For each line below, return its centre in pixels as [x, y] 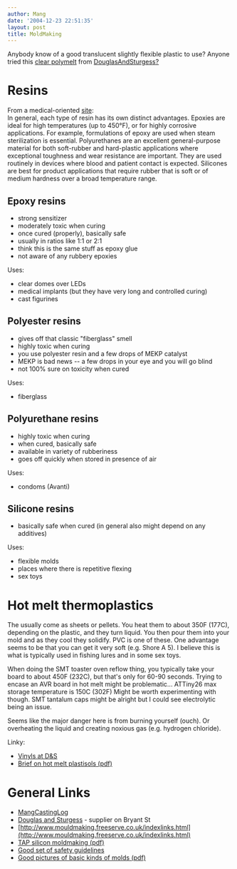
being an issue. [30, 707]
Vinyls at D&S [38, 756]
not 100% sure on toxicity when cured [73, 369]
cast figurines [38, 299]
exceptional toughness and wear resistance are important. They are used [115, 156]
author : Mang [27, 14]
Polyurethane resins [53, 419]
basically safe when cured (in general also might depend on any [112, 526]
